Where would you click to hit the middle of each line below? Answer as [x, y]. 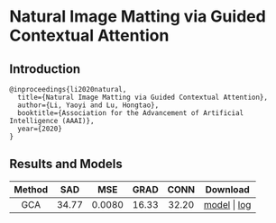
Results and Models [66, 164]
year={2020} [40, 129]
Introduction [45, 69]
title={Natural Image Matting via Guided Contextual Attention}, [143, 97]
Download [227, 189]
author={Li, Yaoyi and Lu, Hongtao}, [88, 105]
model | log [227, 204]
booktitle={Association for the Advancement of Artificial [131, 113]
